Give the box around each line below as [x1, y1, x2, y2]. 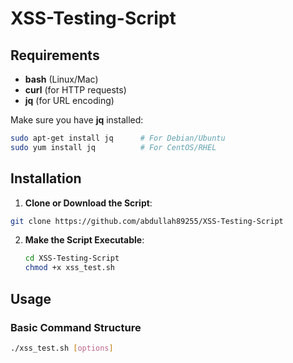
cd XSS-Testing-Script [24, 253, 120, 264]
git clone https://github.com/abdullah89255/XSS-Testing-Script [10, 216, 284, 226]
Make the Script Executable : [24, 234, 145, 246]
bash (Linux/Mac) [24, 73, 99, 85]
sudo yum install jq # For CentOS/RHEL [10, 142, 217, 152]
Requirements [10, 47, 100, 64]
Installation [10, 170, 82, 187]
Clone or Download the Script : [24, 197, 153, 209]
